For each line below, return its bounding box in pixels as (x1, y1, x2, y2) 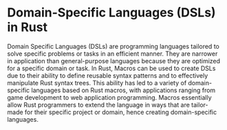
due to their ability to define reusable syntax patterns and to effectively (7, 71, 208, 80)
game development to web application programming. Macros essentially (7, 93, 212, 101)
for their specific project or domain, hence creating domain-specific (24, 108, 217, 116)
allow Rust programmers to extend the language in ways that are (7, 100, 191, 109)
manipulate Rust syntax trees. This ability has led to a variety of (7, 78, 187, 87)
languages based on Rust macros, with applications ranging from (31, 86, 216, 94)
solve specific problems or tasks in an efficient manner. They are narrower (7, 50, 218, 58)
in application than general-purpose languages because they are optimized (7, 56, 221, 65)
